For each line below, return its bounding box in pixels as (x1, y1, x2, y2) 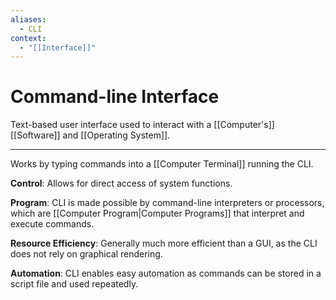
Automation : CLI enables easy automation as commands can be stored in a (10, 267, 322, 280)
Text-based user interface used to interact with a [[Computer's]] (10, 119, 275, 131)
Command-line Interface (10, 86, 220, 108)
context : (10, 33, 47, 43)
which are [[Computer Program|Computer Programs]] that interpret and (10, 207, 305, 220)
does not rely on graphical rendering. (10, 248, 163, 260)
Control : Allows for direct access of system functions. (10, 177, 233, 190)
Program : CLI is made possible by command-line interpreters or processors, (10, 197, 325, 209)
